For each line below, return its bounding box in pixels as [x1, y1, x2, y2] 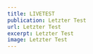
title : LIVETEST [7, 10, 55, 18]
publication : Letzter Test [7, 17, 87, 24]
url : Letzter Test [7, 23, 61, 30]
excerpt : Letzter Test [7, 29, 74, 37]
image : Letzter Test [7, 36, 68, 43]
